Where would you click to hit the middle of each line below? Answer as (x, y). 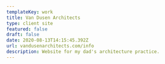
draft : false (23, 35)
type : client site (30, 23)
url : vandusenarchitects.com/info (50, 46)
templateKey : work (30, 12)
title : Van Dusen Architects (43, 18)
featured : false (27, 29)
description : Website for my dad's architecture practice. (83, 52)
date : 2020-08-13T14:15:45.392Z (47, 40)
